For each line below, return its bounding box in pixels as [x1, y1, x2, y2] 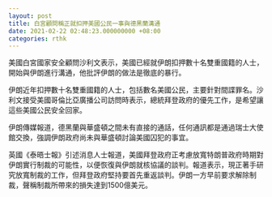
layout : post [8, 11, 53, 20]
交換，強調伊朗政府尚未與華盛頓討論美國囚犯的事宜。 [15, 133, 193, 143]
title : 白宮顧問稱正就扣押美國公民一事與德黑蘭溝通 [8, 19, 160, 28]
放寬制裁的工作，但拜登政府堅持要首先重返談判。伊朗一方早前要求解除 [15, 170, 249, 180]
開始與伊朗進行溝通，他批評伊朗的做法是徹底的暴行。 [8, 68, 186, 78]
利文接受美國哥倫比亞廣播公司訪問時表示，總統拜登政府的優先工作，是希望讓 [8, 95, 264, 105]
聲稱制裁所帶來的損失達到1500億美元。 [22, 180, 152, 191]
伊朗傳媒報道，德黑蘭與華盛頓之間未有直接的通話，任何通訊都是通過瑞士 [8, 122, 249, 132]
